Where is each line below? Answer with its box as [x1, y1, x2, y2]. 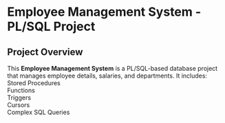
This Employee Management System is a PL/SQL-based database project [7, 65, 218, 72]
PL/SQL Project [7, 19, 96, 34]
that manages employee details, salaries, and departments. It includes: [7, 71, 208, 80]
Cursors [7, 101, 30, 109]
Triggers [7, 93, 32, 102]
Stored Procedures [7, 79, 61, 87]
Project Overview [7, 46, 83, 58]
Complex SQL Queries [7, 108, 70, 116]
